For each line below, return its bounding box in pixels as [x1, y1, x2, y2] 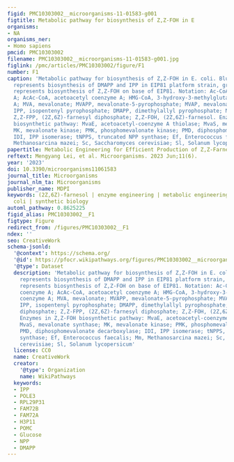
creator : [13, 360, 39, 367]
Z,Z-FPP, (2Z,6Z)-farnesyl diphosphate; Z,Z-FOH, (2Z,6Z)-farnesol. [13, 114, 217, 121]
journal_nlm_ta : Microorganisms [7, 178, 101, 185]
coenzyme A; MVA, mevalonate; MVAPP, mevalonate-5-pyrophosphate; [19, 295, 217, 302]
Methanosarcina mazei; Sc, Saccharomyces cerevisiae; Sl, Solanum [13, 140, 210, 147]
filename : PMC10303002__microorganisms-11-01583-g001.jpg [7, 56, 179, 63]
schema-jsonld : [7, 243, 52, 251]
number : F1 [7, 68, 39, 75]
